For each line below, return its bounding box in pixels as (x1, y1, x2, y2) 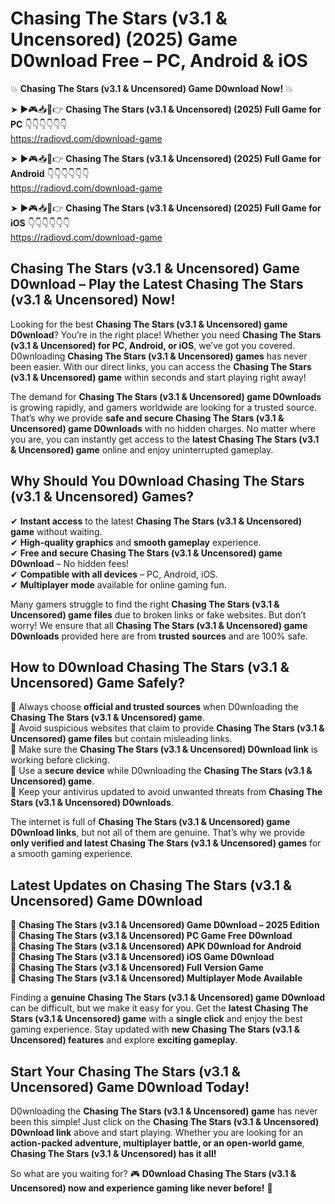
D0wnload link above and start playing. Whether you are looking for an (10, 1127, 304, 1138)
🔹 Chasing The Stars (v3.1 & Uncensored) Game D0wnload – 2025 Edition (10, 919, 320, 931)
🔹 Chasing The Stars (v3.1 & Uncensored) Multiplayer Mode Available (10, 972, 303, 984)
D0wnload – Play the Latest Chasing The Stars (10, 276, 304, 293)
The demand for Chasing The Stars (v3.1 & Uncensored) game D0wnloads (10, 390, 322, 402)
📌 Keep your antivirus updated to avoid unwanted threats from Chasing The (10, 786, 323, 798)
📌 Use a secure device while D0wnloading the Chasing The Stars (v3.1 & (10, 765, 313, 777)
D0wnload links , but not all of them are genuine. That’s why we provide (10, 827, 306, 839)
